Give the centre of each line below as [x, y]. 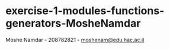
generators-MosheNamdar [73, 23]
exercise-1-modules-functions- [85, 11]
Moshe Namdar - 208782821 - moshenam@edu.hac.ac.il [75, 40]
